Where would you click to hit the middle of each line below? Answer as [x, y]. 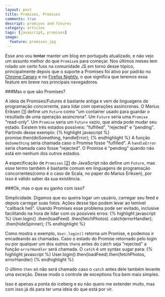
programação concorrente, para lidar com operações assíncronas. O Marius [82, 106]
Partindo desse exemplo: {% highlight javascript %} [57, 132]
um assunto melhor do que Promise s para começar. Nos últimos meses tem [81, 61]
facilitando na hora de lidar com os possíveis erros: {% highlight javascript [81, 213]
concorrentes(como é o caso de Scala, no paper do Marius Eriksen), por [78, 173]
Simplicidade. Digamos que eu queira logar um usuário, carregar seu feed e [82, 198]
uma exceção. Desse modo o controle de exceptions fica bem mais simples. [82, 274]
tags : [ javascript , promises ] [36, 33]
